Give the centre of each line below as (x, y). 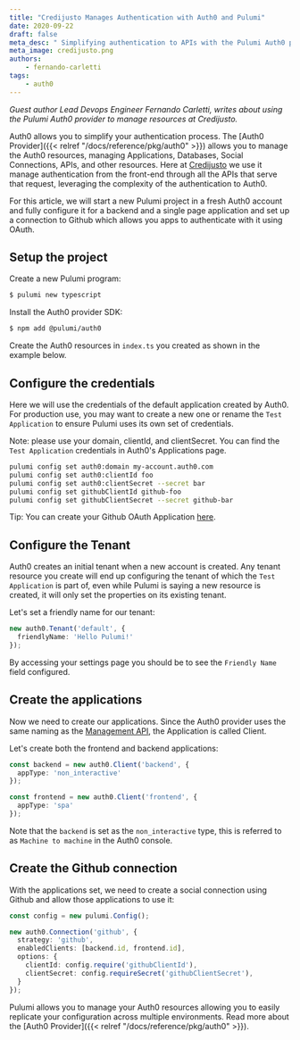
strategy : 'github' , (55, 940)
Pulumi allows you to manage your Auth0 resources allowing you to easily (145, 1007)
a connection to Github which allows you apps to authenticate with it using (146, 220)
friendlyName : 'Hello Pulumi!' (75, 637)
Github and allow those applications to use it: (92, 899)
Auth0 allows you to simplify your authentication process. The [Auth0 (137, 136)
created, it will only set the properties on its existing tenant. (118, 595)
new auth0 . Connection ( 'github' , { (74, 932)
